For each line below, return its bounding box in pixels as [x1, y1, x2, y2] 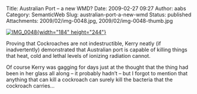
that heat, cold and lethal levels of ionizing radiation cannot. [6, 53, 151, 59]
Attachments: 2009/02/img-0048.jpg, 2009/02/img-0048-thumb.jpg [6, 18, 173, 24]
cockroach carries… [6, 82, 55, 89]
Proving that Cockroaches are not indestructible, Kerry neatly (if [6, 40, 161, 47]
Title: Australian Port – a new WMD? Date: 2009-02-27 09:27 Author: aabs [6, 5, 186, 12]
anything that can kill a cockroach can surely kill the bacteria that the [6, 76, 173, 83]
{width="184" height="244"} [36, 29, 107, 36]
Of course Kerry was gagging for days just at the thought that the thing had [6, 64, 189, 71]
